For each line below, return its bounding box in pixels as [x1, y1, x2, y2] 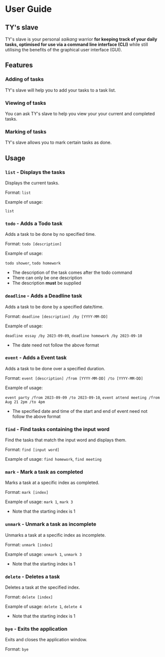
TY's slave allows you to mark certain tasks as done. [5, 139, 112, 145]
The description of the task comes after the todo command [12, 269, 132, 275]
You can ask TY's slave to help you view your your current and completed [5, 110, 155, 117]
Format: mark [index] [5, 489, 49, 495]
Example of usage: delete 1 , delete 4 [5, 604, 82, 610]
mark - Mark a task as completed [5, 469, 83, 476]
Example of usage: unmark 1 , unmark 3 [5, 551, 82, 557]
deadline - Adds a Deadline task [5, 293, 82, 300]
